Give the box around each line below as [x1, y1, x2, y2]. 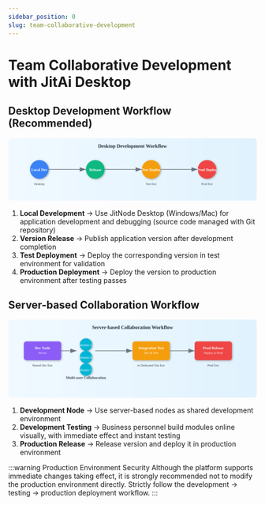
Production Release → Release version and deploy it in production [19, 439, 237, 448]
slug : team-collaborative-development [8, 21, 136, 29]
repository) [19, 225, 57, 235]
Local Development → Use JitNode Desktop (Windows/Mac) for [19, 208, 230, 217]
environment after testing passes [19, 275, 128, 285]
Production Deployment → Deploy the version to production [19, 267, 217, 277]
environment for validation [19, 258, 106, 268]
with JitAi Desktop [8, 73, 132, 91]
